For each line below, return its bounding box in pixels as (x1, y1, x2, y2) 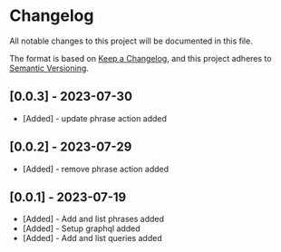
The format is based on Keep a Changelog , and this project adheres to (9, 53, 272, 63)
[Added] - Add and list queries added (22, 233, 162, 244)
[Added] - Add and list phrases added (22, 214, 165, 225)
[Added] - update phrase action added (22, 112, 168, 123)
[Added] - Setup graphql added (22, 223, 140, 234)
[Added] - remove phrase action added (22, 163, 170, 174)
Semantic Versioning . (9, 63, 89, 73)
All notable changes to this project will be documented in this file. (9, 35, 254, 46)
